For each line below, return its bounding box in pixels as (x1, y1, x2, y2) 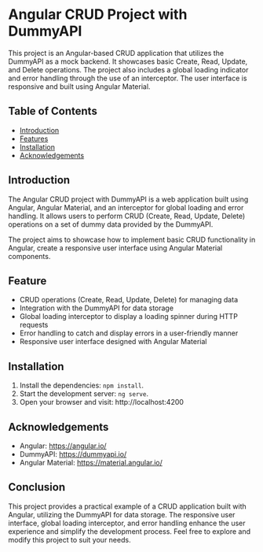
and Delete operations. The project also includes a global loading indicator (8, 65, 249, 74)
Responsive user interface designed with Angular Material (19, 337, 207, 346)
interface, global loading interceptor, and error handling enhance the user (8, 518, 246, 528)
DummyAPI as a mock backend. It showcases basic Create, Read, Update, (8, 57, 248, 66)
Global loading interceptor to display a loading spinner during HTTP (19, 312, 238, 321)
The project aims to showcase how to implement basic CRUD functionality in (8, 235, 256, 244)
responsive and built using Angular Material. (8, 81, 151, 91)
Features (19, 134, 49, 143)
